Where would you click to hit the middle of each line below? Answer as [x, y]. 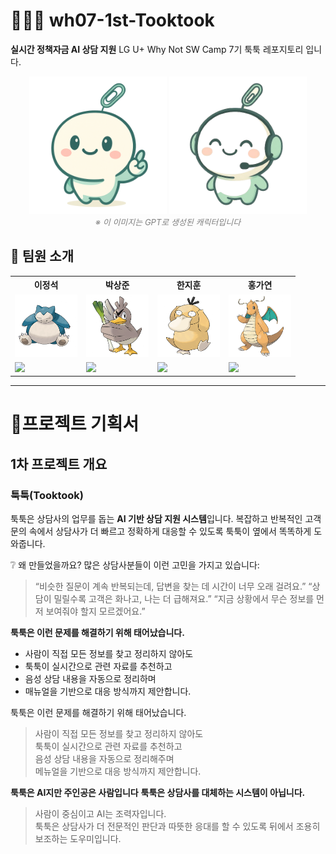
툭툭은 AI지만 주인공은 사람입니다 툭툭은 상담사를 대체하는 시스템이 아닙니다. [158, 793]
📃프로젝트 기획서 [75, 424]
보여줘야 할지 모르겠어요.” [95, 611]
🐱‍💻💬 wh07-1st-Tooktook [112, 20]
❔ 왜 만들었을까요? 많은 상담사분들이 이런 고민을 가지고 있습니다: [135, 565]
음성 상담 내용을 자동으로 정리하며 [90, 679]
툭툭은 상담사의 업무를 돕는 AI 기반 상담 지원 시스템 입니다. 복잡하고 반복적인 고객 [166, 519]
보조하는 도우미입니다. [78, 839]
